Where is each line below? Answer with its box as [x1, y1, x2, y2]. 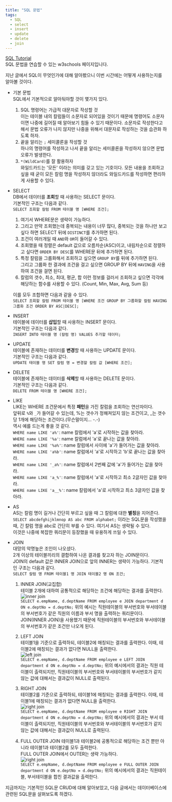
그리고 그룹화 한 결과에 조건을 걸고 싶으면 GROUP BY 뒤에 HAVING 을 [20, 261, 156, 268]
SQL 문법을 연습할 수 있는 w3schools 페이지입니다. [5, 61, 108, 67]
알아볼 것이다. [5, 78, 33, 85]
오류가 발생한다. [20, 151, 52, 158]
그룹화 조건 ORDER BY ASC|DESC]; [12, 303, 79, 309]
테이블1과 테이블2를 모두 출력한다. [30, 744, 98, 750]
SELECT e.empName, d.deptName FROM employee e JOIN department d [20, 599, 163, 604]
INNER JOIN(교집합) [20, 581, 62, 587]
